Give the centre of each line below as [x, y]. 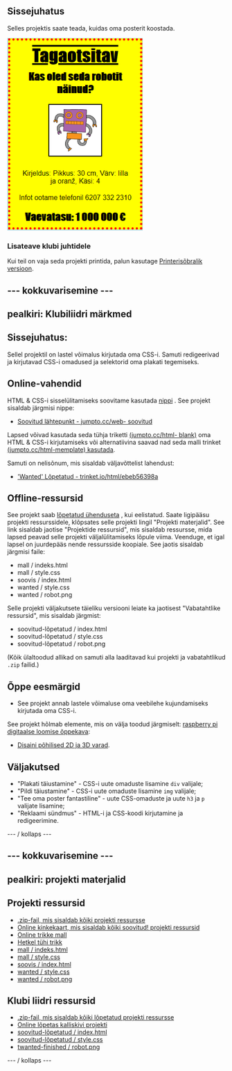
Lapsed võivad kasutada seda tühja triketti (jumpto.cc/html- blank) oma [109, 434]
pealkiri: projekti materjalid [66, 880]
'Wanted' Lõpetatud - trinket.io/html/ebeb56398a [88, 476]
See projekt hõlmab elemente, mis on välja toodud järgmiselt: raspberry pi [113, 724]
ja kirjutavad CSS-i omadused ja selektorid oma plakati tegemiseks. [103, 361]
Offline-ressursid [45, 498]
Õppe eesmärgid [44, 686]
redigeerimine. [38, 820]
